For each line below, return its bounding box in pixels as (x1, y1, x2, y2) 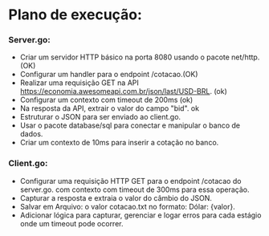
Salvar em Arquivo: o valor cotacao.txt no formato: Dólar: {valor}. (19, 201, 235, 211)
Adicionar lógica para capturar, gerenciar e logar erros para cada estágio (19, 210, 262, 220)
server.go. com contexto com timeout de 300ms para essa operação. (19, 185, 251, 194)
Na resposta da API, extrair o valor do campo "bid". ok (19, 104, 199, 113)
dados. (19, 129, 43, 139)
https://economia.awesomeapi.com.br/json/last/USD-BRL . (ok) (19, 87, 227, 96)
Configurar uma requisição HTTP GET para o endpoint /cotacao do (19, 176, 242, 185)
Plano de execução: (8, 6, 143, 24)
